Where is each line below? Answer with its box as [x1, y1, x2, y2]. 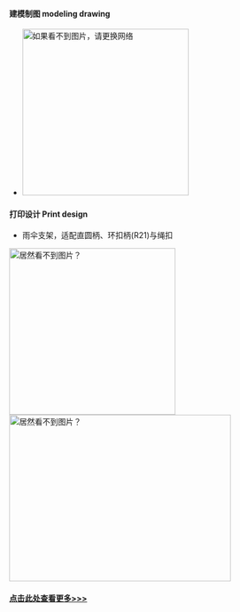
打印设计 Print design [9, 209, 89, 219]
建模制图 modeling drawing [9, 8, 111, 19]
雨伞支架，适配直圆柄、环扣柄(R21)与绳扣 [21, 230, 174, 241]
